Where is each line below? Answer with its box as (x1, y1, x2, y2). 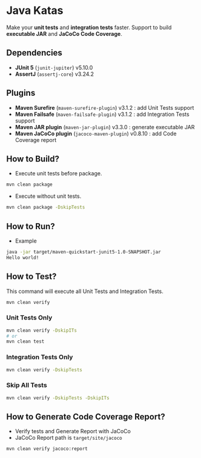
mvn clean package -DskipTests (6, 204, 85, 210)
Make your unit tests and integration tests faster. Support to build (6, 24, 172, 31)
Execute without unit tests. (15, 192, 82, 200)
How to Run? (6, 221, 56, 231)
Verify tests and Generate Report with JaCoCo (15, 428, 131, 435)
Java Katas (6, 4, 64, 18)
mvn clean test (6, 338, 45, 345)
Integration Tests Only (6, 353, 73, 362)
